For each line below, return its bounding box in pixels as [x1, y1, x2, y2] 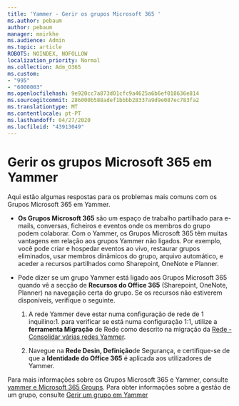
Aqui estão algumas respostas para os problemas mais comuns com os [7, 193, 218, 201]
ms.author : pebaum [7, 17, 62, 24]
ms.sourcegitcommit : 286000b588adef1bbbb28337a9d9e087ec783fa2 [7, 97, 200, 104]
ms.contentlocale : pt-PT [7, 110, 81, 117]
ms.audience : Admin [7, 37, 66, 44]
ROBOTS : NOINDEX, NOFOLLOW [7, 51, 88, 58]
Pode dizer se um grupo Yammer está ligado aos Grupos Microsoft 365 [17, 273, 227, 282]
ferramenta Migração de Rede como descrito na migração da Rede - [28, 325, 232, 334]
